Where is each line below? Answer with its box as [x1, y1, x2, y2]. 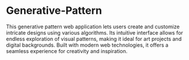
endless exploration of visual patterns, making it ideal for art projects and [6, 35, 182, 42]
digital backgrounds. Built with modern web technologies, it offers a [6, 42, 169, 48]
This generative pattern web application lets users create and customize [6, 23, 180, 30]
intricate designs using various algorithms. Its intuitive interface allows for [6, 29, 184, 36]
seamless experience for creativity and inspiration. [6, 47, 128, 54]
